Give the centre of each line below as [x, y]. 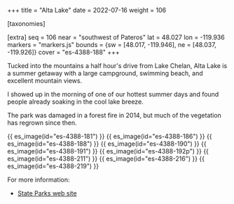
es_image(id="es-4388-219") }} [53, 166]
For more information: [39, 179]
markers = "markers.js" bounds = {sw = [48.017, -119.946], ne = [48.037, [112, 45]
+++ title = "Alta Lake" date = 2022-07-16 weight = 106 [87, 10]
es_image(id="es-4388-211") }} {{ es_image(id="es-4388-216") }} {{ [106, 158]
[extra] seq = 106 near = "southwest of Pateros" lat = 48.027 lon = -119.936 [116, 37]
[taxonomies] [26, 23]
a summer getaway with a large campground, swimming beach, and [105, 73]
